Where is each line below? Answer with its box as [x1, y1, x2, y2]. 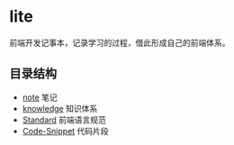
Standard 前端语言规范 [22, 114, 106, 125]
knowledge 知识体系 [22, 103, 98, 113]
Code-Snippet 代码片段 [22, 125, 110, 136]
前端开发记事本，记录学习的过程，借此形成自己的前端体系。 [9, 37, 230, 48]
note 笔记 [22, 92, 58, 103]
